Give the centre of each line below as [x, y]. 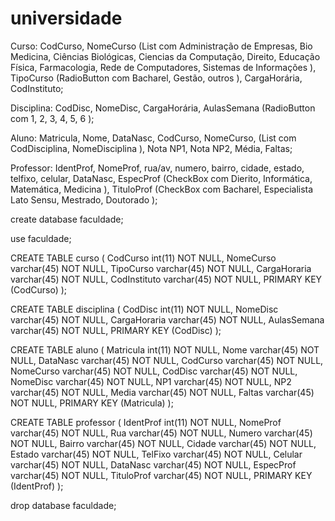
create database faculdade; [67, 219]
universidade [66, 18]
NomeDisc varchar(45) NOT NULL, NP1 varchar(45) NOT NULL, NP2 [151, 381]
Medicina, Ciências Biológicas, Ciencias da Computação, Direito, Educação [165, 56]
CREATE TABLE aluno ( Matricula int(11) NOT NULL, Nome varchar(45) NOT [165, 349]
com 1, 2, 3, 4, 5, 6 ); [52, 118]
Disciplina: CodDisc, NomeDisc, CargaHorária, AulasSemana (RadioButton [163, 108]
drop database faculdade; [63, 505]
